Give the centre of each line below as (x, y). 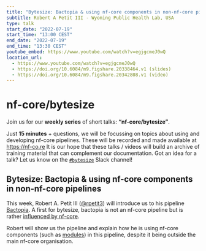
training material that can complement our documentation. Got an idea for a (102, 153)
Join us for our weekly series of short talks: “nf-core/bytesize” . (88, 122)
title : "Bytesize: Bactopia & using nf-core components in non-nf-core (100, 12)
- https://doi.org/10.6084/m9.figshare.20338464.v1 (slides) (92, 69)
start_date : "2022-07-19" (39, 29)
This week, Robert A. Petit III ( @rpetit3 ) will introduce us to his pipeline (96, 203)
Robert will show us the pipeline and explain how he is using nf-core (93, 228)
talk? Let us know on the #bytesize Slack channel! (70, 160)
